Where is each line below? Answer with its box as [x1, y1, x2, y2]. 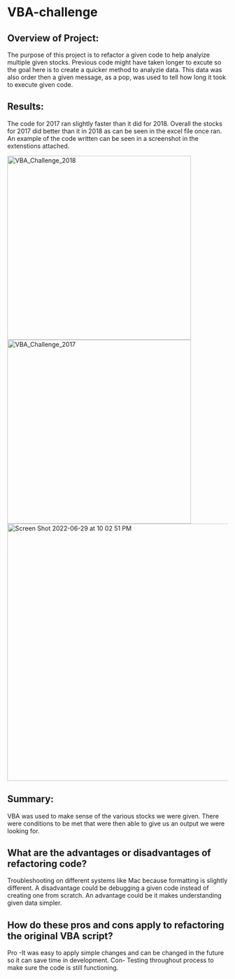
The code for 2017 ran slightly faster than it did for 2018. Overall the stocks [7, 119, 222, 128]
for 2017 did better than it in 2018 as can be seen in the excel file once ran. [7, 127, 222, 135]
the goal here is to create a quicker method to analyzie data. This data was [7, 66, 222, 74]
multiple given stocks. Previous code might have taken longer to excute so [7, 58, 222, 67]
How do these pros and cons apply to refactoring [7, 919, 225, 931]
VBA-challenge [7, 4, 98, 20]
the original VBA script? [7, 930, 113, 942]
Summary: [7, 793, 54, 805]
